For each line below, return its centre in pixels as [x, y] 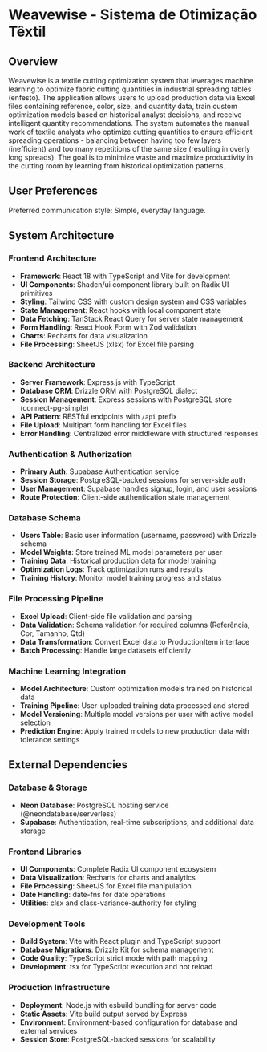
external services [49, 1030]
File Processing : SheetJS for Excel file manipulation [106, 886]
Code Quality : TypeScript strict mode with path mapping [114, 958]
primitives [36, 293]
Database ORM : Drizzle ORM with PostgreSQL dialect [109, 390]
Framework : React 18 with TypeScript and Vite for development [125, 276]
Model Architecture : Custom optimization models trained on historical [136, 688]
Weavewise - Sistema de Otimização [133, 15]
